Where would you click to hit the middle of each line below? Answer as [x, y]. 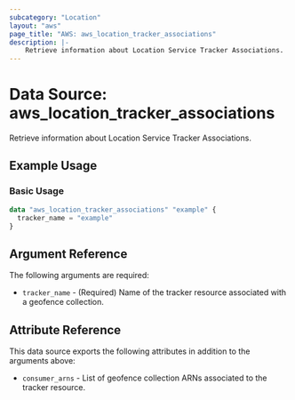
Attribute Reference [65, 330]
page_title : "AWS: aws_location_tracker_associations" [113, 34]
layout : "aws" [36, 26]
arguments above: [42, 360]
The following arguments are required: [79, 276]
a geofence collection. [63, 302]
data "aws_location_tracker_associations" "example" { [113, 210]
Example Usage [53, 166]
